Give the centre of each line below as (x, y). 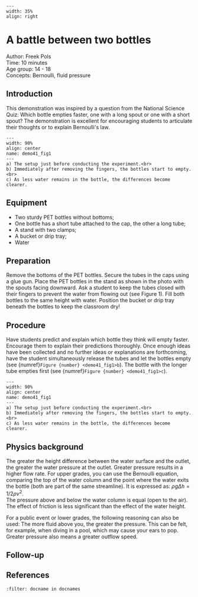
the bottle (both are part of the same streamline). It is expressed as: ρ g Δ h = (98, 486)
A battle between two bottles (79, 40)
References (28, 575)
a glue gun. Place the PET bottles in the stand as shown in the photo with (95, 282)
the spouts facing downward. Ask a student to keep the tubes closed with (96, 288)
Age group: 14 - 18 (29, 69)
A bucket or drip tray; (40, 236)
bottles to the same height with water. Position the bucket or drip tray (90, 301)
